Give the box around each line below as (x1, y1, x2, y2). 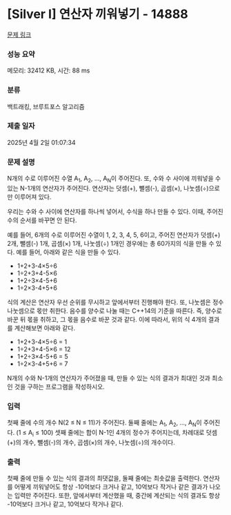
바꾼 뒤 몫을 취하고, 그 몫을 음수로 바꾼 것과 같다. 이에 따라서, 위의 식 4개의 (7, 315, 207, 323)
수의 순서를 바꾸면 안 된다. (7, 215, 77, 224)
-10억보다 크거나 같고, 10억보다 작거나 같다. (7, 500, 124, 508)
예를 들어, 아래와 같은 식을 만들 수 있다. (16, 248, 121, 256)
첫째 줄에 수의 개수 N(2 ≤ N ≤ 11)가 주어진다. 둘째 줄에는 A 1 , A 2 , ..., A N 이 (7, 418, 202, 429)
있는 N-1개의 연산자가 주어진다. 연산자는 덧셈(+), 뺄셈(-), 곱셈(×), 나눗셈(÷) (7, 184, 209, 192)
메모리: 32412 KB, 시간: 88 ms (7, 66, 90, 75)
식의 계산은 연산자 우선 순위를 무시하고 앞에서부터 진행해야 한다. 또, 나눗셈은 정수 (7, 298, 224, 306)
